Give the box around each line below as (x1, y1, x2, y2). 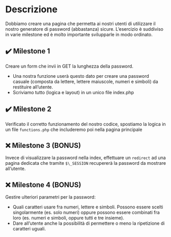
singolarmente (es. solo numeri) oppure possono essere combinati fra (12, 209, 160, 216)
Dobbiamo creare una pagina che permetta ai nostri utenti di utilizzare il (5, 20, 156, 27)
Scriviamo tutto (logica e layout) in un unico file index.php (12, 89, 134, 95)
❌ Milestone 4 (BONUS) (5, 180, 82, 189)
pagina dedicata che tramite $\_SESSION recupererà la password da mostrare (5, 160, 166, 166)
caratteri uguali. (12, 226, 46, 232)
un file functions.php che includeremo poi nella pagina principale (5, 126, 142, 133)
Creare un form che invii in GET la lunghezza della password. (5, 63, 134, 69)
